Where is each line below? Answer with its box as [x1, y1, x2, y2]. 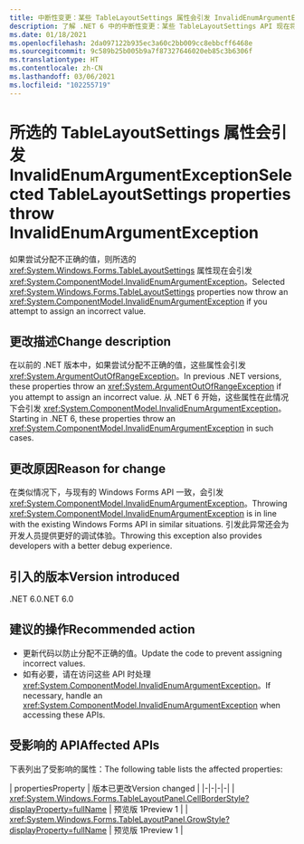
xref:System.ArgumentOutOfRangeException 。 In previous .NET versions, [9, 371, 282, 382]
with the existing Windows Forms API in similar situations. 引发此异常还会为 [9, 519, 290, 530]
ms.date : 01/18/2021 [9, 30, 88, 39]
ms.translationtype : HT [9, 55, 100, 64]
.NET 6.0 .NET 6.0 [9, 593, 74, 604]
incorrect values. [22, 658, 86, 669]
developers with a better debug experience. [9, 540, 173, 552]
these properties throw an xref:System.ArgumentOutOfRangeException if [9, 381, 282, 392]
